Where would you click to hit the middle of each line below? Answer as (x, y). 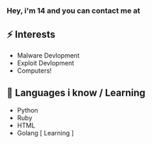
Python (27, 110)
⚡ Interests (31, 35)
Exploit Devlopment (45, 63)
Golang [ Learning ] (45, 133)
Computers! (34, 71)
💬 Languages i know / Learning (76, 93)
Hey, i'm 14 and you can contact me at (74, 11)
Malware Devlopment (48, 55)
